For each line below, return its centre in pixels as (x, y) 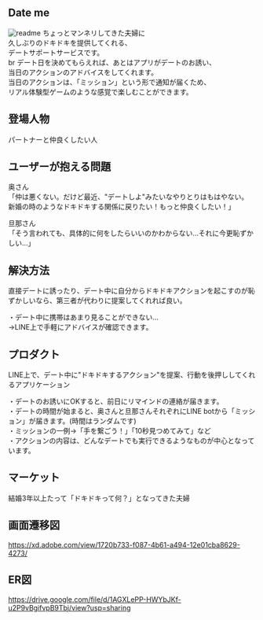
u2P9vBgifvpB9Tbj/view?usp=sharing (69, 607)
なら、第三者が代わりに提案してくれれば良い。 (111, 301)
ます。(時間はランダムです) (93, 421)
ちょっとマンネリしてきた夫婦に (94, 33)
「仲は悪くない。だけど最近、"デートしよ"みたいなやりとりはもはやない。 (128, 197)
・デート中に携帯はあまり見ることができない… (84, 317)
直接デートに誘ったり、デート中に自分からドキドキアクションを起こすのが (128, 291)
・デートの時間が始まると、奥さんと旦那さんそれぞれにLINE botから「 (122, 411)
